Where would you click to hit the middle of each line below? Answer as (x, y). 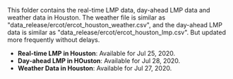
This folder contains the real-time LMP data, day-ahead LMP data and (109, 10)
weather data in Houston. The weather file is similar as (86, 17)
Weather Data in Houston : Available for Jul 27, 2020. (95, 68)
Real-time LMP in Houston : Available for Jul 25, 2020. (96, 53)
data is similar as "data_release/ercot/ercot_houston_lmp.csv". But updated (116, 32)
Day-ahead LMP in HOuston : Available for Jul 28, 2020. (99, 61)
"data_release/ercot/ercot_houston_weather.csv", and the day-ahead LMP (115, 25)
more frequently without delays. (54, 40)
